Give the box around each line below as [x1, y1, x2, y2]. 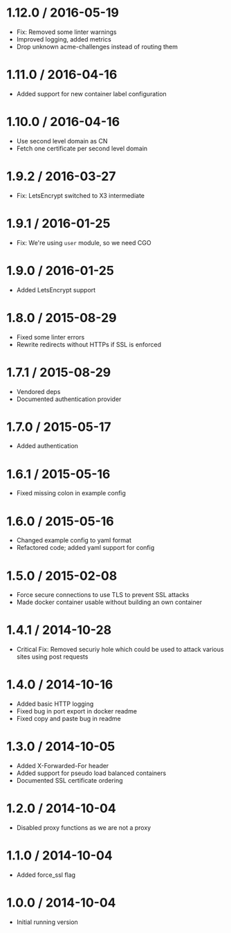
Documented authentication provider [16, 395, 122, 403]
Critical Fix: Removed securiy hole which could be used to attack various [16, 646, 224, 654]
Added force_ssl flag [16, 871, 76, 879]
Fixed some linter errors [16, 332, 85, 341]
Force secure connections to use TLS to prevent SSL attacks [16, 591, 190, 599]
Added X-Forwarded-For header [16, 762, 109, 770]
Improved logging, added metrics [16, 35, 111, 43]
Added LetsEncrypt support [16, 285, 96, 294]
